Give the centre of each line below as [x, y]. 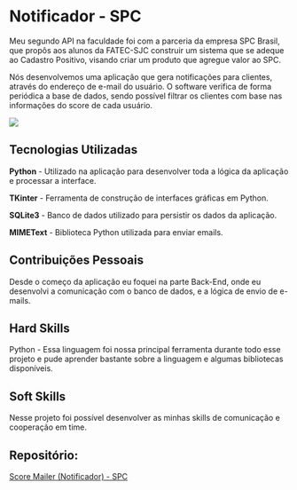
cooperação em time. [48, 427]
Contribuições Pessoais [77, 261]
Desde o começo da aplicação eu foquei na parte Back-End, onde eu [135, 281]
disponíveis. [31, 368]
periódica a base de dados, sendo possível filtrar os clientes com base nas [146, 96]
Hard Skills [39, 328]
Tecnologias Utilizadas [74, 150]
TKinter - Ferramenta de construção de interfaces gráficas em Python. [139, 198]
